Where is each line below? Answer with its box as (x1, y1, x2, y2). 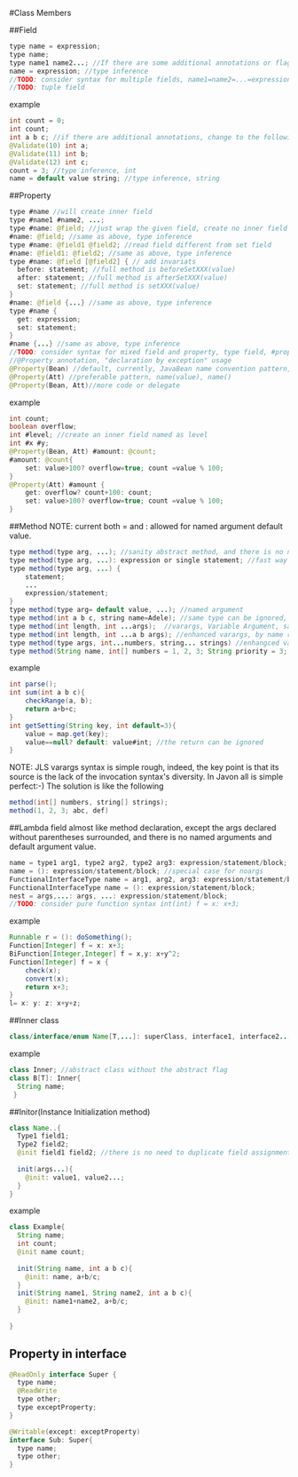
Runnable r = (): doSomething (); (9, 933, 133, 942)
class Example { (9, 1223, 66, 1232)
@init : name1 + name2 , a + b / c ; (25, 1297, 129, 1306)
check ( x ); (25, 965, 62, 975)
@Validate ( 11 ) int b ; (9, 149, 90, 158)
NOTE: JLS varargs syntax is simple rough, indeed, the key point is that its (9, 762, 279, 773)
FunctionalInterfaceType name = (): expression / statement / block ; (9, 883, 255, 892)
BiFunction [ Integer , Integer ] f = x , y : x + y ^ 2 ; (9, 949, 181, 958)
